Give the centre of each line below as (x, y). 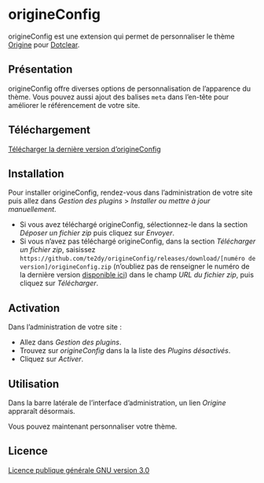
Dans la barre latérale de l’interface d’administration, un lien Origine (117, 403)
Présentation (40, 70)
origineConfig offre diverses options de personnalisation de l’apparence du (130, 88)
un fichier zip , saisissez (57, 250)
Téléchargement (49, 130)
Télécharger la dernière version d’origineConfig (84, 149)
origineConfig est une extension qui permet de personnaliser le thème (122, 36)
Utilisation (34, 384)
